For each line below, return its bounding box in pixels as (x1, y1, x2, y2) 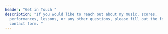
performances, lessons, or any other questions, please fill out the (9, 16, 157, 21)
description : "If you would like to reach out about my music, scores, (5, 12, 157, 17)
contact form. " (9, 21, 43, 26)
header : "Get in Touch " (5, 7, 57, 12)
